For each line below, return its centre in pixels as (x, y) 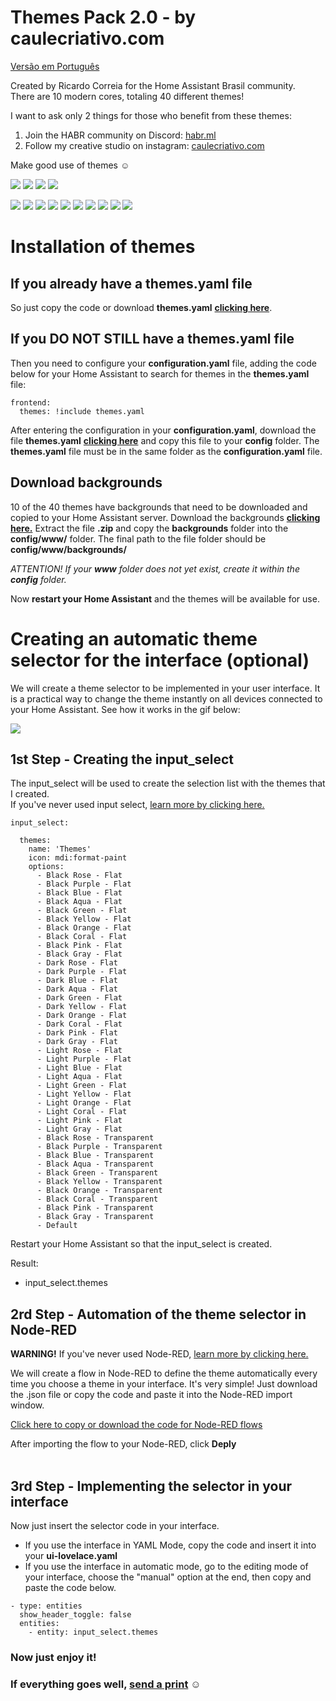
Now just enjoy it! (53, 1657)
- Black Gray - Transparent (95, 1217)
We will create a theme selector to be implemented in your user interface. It (165, 688)
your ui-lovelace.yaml (71, 1555)
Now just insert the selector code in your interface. (115, 1525)
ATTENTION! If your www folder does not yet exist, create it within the (155, 568)
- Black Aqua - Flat (79, 902)
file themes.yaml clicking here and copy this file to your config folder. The (165, 440)
